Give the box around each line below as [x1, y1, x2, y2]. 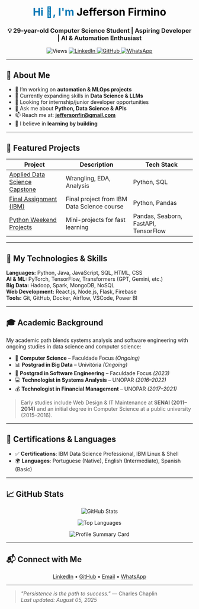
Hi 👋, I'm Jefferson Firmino [32, 5, 167, 19]
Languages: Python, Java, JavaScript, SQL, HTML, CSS [6, 269, 143, 276]
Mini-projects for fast [65, 216, 126, 224]
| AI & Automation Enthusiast [57, 34, 142, 42]
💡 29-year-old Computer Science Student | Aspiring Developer [7, 27, 192, 35]
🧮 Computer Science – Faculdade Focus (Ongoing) [14, 354, 140, 361]
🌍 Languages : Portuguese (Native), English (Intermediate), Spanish [14, 457, 181, 464]
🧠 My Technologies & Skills [6, 253, 108, 264]
